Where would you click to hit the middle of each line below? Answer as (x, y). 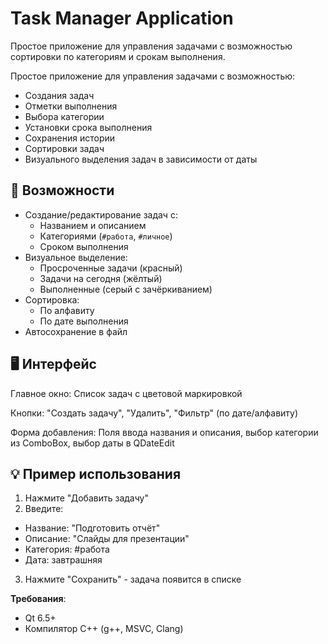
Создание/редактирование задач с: (101, 214)
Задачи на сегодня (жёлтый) (101, 278)
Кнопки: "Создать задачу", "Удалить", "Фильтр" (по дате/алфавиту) (154, 413)
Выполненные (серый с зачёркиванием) (126, 289)
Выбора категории (64, 116)
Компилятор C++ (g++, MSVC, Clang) (104, 629)
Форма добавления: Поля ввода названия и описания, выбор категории (164, 432)
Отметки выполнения (71, 106)
